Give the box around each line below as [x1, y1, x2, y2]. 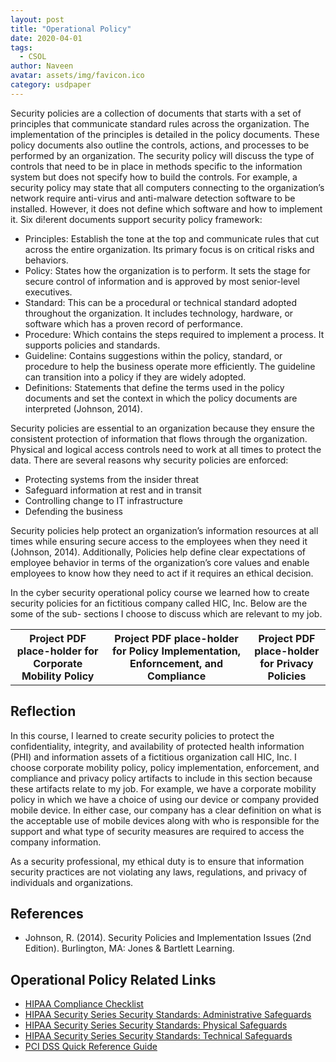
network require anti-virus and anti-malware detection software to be [10, 192, 296, 204]
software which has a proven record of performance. [24, 317, 243, 330]
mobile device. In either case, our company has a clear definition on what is [10, 804, 322, 816]
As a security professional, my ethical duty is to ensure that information [10, 855, 305, 867]
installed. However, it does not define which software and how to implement [10, 202, 323, 215]
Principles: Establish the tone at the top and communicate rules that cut [24, 232, 320, 245]
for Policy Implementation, [112, 644, 242, 658]
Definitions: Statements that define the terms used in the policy [24, 381, 285, 393]
